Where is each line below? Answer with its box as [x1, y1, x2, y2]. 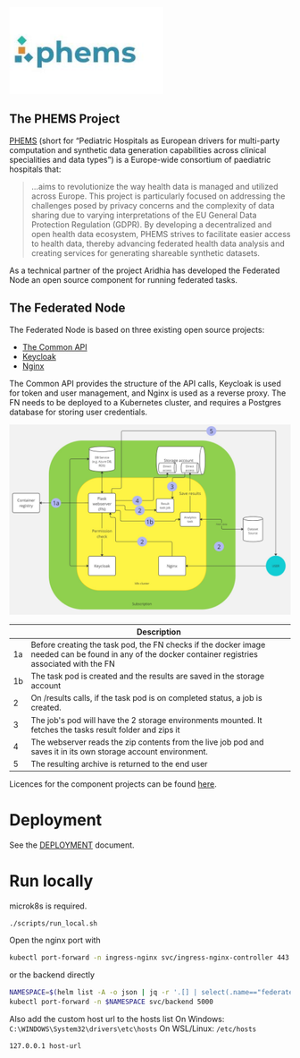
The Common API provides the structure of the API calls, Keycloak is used [9, 378, 281, 388]
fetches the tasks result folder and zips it [30, 724, 180, 735]
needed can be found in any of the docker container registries [30, 648, 259, 660]
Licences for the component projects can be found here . [9, 778, 217, 789]
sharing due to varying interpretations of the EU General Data [30, 209, 257, 220]
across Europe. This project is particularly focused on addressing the [30, 191, 286, 201]
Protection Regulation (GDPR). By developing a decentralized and [30, 218, 272, 230]
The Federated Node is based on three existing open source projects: [9, 324, 265, 335]
